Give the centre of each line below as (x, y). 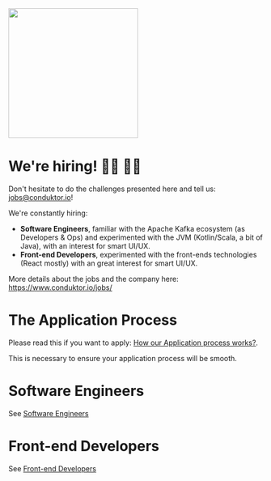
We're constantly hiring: (48, 213)
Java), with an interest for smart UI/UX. (85, 245)
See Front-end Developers (53, 468)
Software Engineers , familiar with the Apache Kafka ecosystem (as (132, 228)
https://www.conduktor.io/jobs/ (60, 287)
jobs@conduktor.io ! (41, 197)
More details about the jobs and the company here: (94, 279)
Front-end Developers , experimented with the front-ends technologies (138, 254)
